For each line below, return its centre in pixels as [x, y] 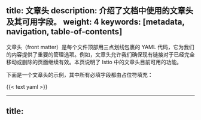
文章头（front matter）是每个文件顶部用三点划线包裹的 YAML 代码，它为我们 [100, 47]
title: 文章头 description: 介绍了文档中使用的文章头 [100, 11]
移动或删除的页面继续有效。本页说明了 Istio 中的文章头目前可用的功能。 [94, 62]
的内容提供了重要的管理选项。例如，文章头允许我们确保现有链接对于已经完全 [100, 54]
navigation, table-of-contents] [64, 32]
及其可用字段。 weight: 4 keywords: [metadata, [95, 22]
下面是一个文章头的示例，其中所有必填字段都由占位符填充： [80, 74]
